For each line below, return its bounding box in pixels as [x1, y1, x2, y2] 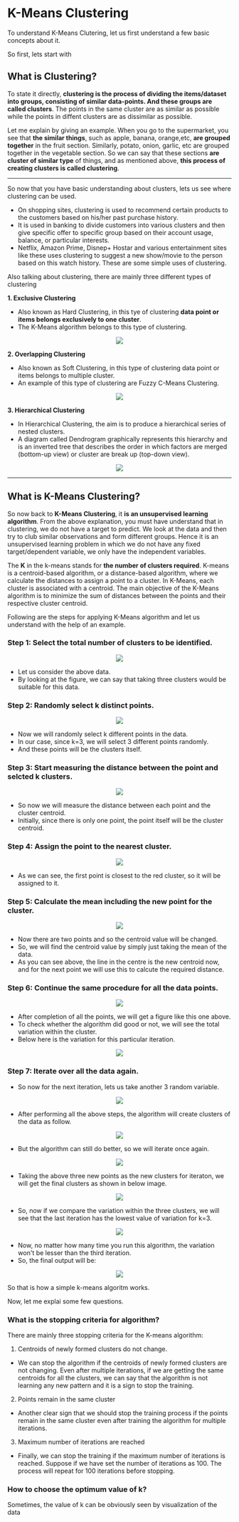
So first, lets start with [7, 50, 73, 58]
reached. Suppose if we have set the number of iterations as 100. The [17, 1459, 222, 1467]
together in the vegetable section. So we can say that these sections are [7, 148, 220, 157]
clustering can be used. [7, 191, 77, 200]
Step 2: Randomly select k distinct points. [7, 700, 154, 710]
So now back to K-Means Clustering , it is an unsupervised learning [7, 509, 208, 518]
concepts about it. [7, 36, 60, 44]
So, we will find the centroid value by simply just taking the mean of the [17, 943, 228, 951]
